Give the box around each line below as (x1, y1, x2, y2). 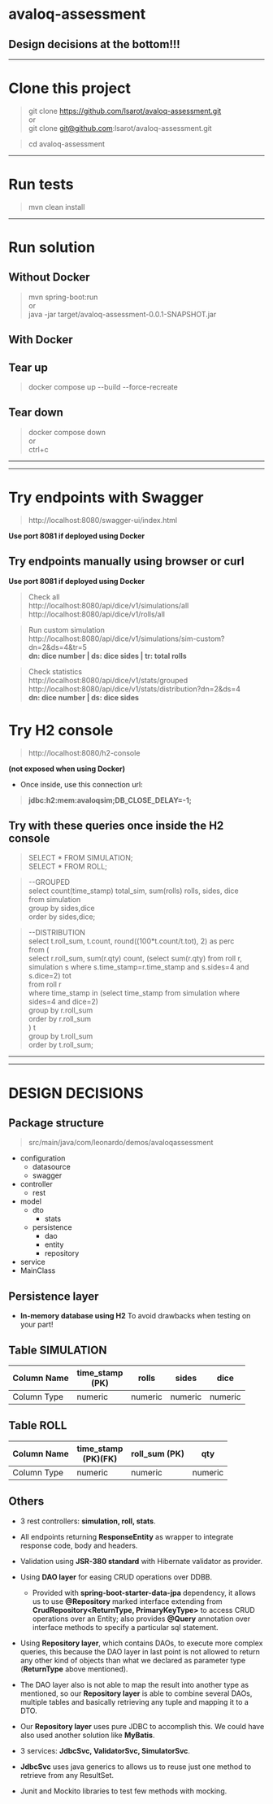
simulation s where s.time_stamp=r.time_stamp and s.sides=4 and (28, 962, 249, 972)
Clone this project (8, 79, 132, 98)
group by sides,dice (28, 904, 95, 913)
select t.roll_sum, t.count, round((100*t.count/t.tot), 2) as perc (28, 936, 235, 946)
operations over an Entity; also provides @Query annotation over (32, 1614, 251, 1623)
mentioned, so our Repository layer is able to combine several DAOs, (19, 1689, 253, 1698)
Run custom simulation (28, 625, 106, 634)
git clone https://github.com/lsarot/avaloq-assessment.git (28, 106, 222, 115)
